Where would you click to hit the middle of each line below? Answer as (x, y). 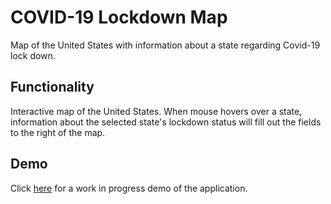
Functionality (52, 87)
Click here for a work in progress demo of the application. (129, 188)
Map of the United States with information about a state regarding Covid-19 (165, 45)
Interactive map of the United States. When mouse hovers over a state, (156, 111)
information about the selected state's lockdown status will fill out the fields (166, 122)
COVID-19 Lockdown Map (119, 17)
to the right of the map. (58, 132)
